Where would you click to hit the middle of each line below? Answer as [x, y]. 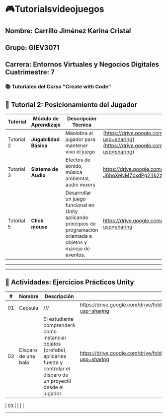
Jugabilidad [45, 139]
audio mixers [80, 185]
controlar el [57, 368]
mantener [77, 145]
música [74, 172]
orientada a [79, 236]
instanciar [55, 338]
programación [82, 230]
